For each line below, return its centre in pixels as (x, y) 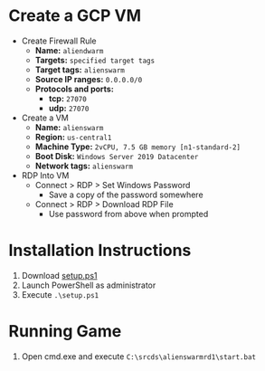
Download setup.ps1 (59, 275)
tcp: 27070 (67, 98)
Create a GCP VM (75, 16)
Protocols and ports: (74, 89)
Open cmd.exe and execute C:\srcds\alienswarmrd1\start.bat (139, 356)
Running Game (65, 332)
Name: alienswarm (69, 127)
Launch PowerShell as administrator (89, 285)
